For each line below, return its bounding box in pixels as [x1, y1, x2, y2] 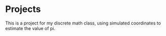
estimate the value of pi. [5, 25, 56, 31]
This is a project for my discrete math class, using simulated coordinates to [5, 20, 161, 26]
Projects [5, 3, 41, 15]
